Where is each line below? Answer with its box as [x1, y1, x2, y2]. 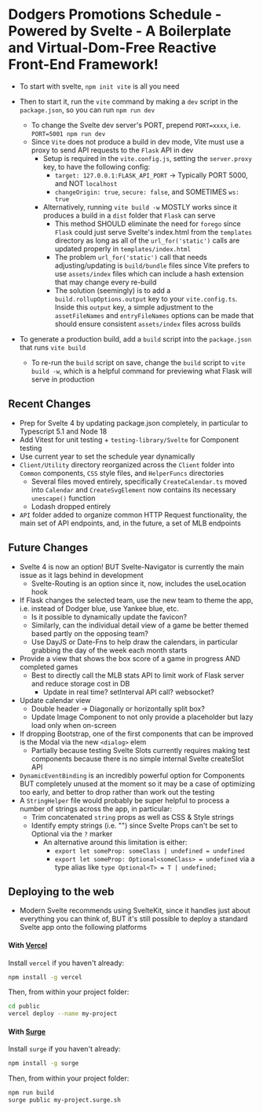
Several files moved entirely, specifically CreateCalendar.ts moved [31, 477, 247, 486]
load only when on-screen [31, 720, 117, 730]
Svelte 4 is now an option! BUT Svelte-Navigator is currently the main [19, 561, 245, 571]
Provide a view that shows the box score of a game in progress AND [19, 653, 241, 663]
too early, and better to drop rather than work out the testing [19, 787, 215, 796]
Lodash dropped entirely [31, 501, 111, 511]
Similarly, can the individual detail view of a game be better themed [31, 620, 249, 630]
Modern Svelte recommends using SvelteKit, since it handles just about [19, 905, 251, 916]
